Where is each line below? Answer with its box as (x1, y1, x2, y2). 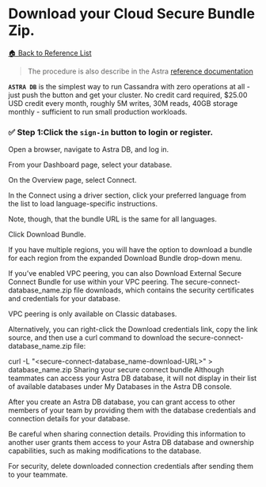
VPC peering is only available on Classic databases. (8, 309, 177, 319)
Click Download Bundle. (8, 230, 86, 240)
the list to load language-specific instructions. (8, 199, 158, 209)
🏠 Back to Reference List (8, 48, 93, 58)
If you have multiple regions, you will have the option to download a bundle (8, 245, 253, 255)
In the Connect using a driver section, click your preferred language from (8, 191, 247, 200)
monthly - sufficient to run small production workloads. (8, 107, 188, 116)
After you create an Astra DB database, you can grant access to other (8, 397, 236, 407)
